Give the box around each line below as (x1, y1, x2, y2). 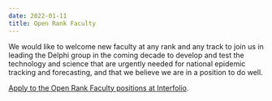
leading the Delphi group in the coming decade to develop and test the (8, 50, 245, 60)
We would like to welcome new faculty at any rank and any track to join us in (8, 41, 264, 51)
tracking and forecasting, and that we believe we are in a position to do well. (8, 67, 263, 77)
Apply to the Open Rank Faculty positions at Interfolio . (8, 82, 189, 93)
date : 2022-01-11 (8, 11, 67, 20)
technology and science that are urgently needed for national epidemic (8, 58, 246, 69)
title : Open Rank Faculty (8, 19, 96, 27)
